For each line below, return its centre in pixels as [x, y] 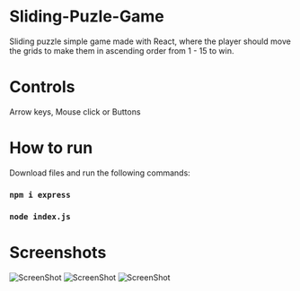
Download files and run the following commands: [100, 173]
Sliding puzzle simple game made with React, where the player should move [150, 41]
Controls [42, 87]
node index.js [40, 216]
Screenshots [58, 252]
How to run [51, 148]
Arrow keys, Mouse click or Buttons [75, 111]
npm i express [40, 195]
